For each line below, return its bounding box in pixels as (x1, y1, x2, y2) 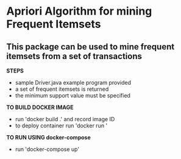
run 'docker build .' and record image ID (15, 116, 115, 122)
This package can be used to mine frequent (6, 41, 175, 52)
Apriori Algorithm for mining (6, 4, 152, 18)
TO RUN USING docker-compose (6, 134, 91, 141)
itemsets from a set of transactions (6, 51, 142, 62)
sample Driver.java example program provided (15, 79, 132, 86)
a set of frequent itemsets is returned (15, 85, 109, 93)
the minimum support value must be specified (15, 92, 131, 99)
